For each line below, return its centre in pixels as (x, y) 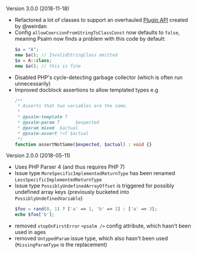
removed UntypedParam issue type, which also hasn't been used (91, 239)
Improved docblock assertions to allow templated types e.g (86, 90)
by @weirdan (31, 26)
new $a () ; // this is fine (48, 66)
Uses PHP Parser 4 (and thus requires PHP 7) (70, 167)
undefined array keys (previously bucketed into (72, 192)
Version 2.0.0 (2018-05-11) (38, 156)
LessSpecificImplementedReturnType (58, 180)
